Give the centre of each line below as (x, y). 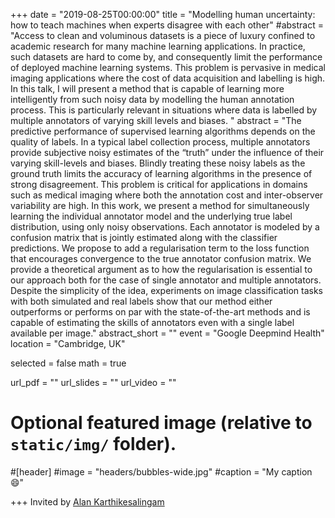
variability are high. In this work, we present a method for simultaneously (160, 205)
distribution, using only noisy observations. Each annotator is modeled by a (165, 227)
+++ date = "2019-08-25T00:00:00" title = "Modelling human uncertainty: (163, 14)
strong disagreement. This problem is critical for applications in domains (159, 184)
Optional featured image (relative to (161, 423)
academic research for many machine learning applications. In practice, (158, 46)
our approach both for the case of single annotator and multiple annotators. (166, 280)
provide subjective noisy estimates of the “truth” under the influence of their (167, 152)
